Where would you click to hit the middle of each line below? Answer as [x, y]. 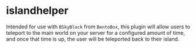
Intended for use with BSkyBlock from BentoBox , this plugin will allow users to [98, 27]
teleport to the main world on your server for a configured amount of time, [96, 32]
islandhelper [37, 11]
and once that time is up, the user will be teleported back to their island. [93, 39]
